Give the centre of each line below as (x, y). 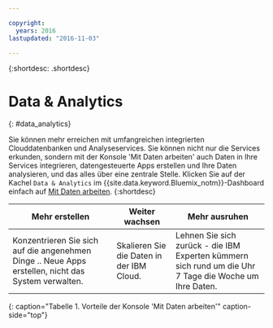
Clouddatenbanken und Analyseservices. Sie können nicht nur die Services (134, 148)
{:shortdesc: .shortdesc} (50, 68)
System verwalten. (48, 282)
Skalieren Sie (141, 246)
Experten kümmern (212, 256)
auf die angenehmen (52, 251)
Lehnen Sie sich (206, 235)
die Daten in (139, 256)
